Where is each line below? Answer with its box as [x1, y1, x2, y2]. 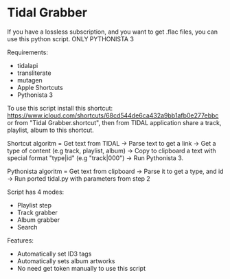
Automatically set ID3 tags [16, 249, 92, 258]
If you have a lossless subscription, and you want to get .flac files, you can [7, 27, 218, 36]
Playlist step [16, 201, 51, 209]
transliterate [16, 69, 51, 77]
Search [16, 223, 38, 231]
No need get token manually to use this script [16, 264, 146, 272]
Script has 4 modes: [7, 188, 65, 196]
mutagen [16, 76, 43, 84]
